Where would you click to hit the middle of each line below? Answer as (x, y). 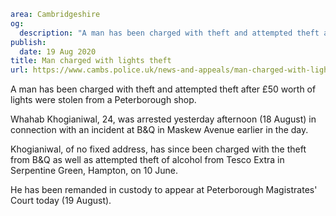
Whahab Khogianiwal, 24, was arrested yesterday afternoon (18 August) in (163, 119)
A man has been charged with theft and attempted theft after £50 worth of (163, 89)
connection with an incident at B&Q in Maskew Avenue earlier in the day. (159, 130)
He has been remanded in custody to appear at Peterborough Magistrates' (164, 190)
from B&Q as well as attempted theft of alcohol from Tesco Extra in (147, 160)
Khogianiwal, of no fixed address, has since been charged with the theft (158, 149)
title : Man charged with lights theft (91, 61)
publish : (28, 42)
